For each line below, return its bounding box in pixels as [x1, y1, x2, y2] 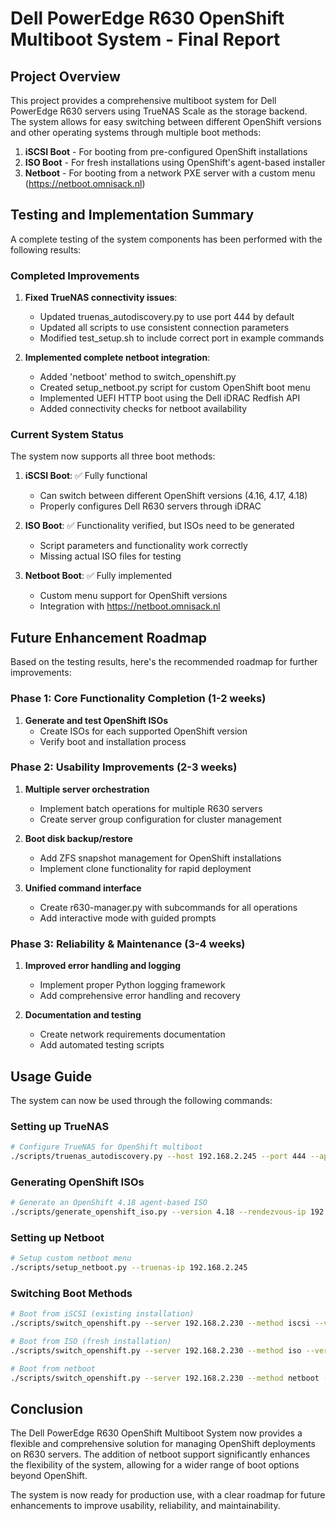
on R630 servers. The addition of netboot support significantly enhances [10, 1448, 311, 1461]
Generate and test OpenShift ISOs [24, 714, 169, 726]
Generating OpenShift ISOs [10, 1175, 145, 1189]
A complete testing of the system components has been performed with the [10, 233, 323, 245]
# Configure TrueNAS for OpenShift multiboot [10, 1142, 203, 1152]
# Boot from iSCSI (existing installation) [10, 1309, 195, 1319]
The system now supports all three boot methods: [10, 450, 216, 462]
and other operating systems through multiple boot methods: [10, 127, 262, 138]
